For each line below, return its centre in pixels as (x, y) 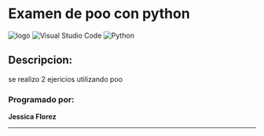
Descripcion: (40, 60)
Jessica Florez (32, 117)
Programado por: (41, 99)
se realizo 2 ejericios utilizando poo (66, 79)
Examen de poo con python (99, 14)
